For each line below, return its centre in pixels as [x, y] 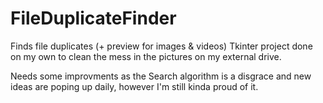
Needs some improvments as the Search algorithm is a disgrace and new [161, 76]
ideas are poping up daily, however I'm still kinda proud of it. [134, 86]
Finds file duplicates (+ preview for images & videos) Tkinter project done [161, 46]
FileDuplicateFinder [93, 18]
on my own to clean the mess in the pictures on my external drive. [146, 56]
